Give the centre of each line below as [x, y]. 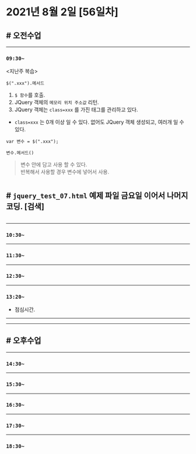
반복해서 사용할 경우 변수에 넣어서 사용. [65, 172]
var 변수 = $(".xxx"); [32, 142]
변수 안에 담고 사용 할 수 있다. [54, 165]
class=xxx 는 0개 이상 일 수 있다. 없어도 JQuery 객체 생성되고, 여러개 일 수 [99, 122]
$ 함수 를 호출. [30, 95]
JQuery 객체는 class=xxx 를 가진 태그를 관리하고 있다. [76, 110]
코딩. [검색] [25, 206]
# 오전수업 [24, 35]
